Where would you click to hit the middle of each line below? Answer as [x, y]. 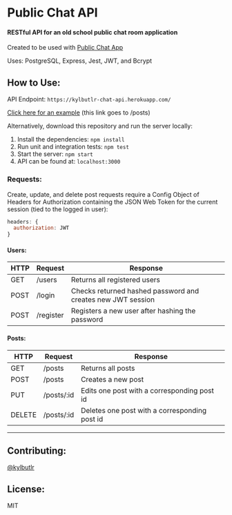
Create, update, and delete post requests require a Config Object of [103, 194]
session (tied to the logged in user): [58, 209]
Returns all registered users [116, 280]
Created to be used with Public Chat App [65, 48]
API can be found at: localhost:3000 [69, 162]
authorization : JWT [41, 228]
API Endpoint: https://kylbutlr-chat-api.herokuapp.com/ [89, 99]
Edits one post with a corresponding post [147, 390]
